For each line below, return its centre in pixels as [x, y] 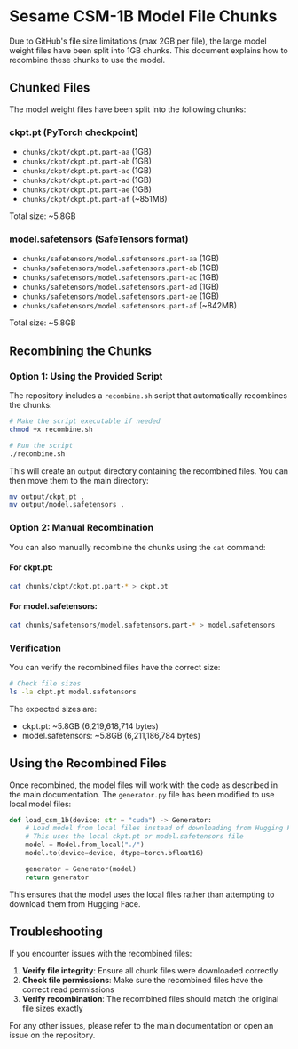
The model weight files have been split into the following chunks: [128, 109]
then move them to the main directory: [79, 480]
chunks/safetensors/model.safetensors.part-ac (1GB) [121, 277]
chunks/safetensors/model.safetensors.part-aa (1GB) [121, 259]
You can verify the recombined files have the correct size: [115, 668]
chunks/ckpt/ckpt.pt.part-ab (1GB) [87, 161]
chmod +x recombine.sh [51, 429]
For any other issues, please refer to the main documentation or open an [141, 1025]
